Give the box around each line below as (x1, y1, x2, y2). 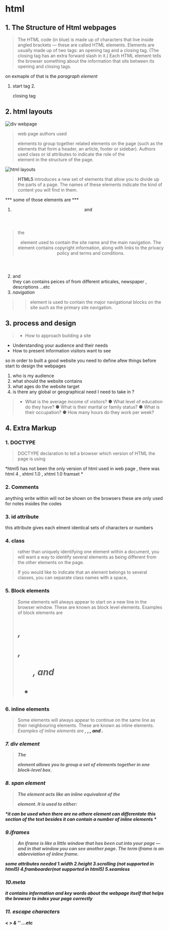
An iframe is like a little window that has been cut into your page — (17, 840, 161, 846)
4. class (5, 537, 25, 544)
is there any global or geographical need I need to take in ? (12, 389, 135, 395)
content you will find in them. (17, 187, 78, 193)
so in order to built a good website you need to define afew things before (5, 357, 157, 363)
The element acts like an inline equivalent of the (17, 791, 121, 797)
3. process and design (5, 319, 76, 328)
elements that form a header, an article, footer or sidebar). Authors (17, 146, 156, 152)
